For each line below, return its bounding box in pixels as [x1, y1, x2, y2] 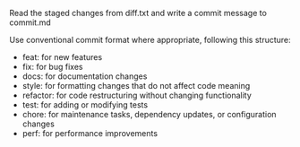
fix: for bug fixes [21, 62, 83, 72]
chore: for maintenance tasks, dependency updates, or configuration [21, 109, 277, 119]
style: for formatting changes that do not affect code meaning [21, 81, 251, 91]
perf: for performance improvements [21, 128, 159, 138]
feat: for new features [21, 52, 103, 62]
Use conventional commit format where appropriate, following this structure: [9, 35, 291, 45]
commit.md [9, 17, 51, 28]
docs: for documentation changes [21, 71, 148, 82]
